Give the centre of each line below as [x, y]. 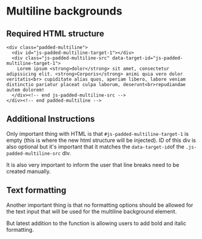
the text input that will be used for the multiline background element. [92, 211]
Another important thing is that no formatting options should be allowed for [100, 205]
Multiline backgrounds [64, 11]
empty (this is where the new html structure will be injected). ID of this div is [101, 140]
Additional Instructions [51, 119]
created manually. [29, 171]
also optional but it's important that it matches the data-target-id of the [96, 146]
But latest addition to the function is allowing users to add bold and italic [96, 223]
